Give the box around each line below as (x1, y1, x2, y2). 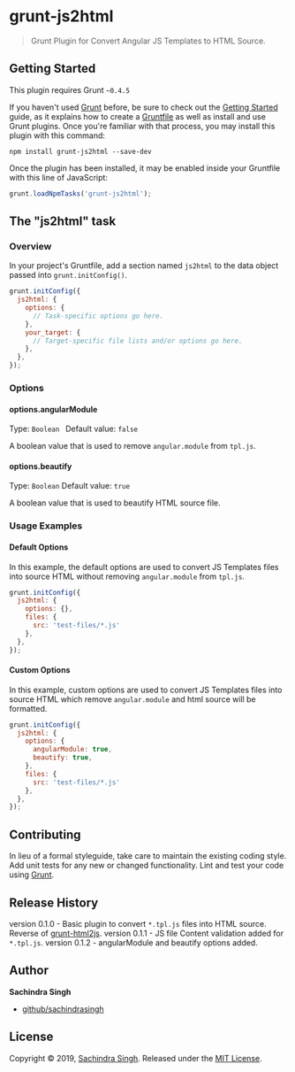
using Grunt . (9, 869, 55, 880)
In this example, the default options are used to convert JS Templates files (9, 561, 279, 572)
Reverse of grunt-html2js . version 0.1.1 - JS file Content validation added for (9, 928, 284, 938)
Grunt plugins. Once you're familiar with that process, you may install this (9, 120, 276, 131)
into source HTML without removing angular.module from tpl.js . (9, 571, 246, 582)
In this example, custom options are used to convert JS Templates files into (9, 684, 283, 695)
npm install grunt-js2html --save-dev (9, 147, 152, 156)
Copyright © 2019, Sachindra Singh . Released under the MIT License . (9, 1053, 262, 1063)
